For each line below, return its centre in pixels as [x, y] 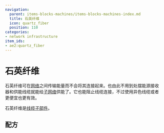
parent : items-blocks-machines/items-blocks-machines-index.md [75, 14]
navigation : [17, 9]
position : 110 [24, 28]
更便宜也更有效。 [22, 98]
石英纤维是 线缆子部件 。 [29, 108]
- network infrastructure [31, 37]
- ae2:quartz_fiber [25, 46]
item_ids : [15, 41]
